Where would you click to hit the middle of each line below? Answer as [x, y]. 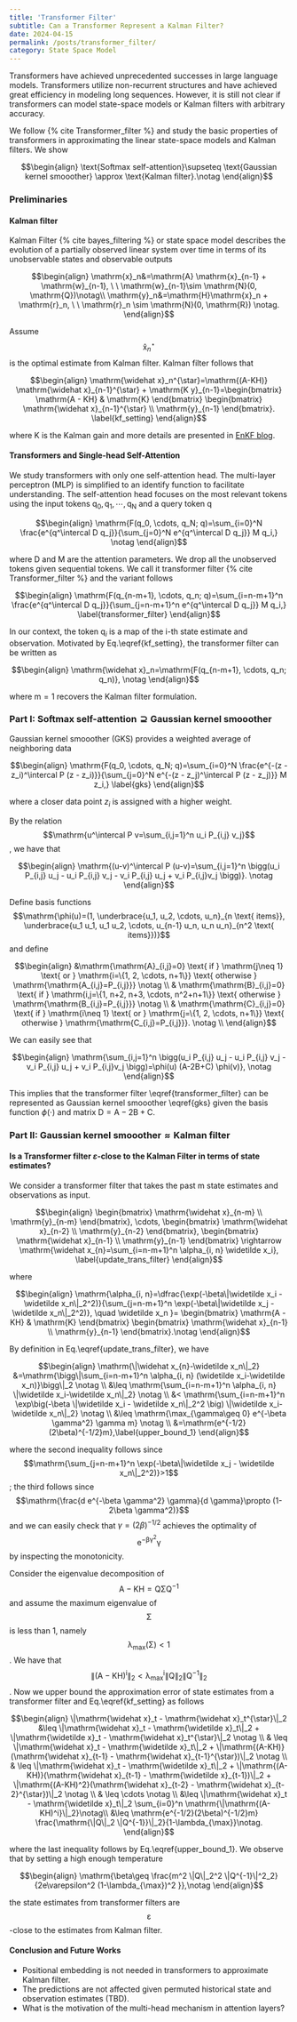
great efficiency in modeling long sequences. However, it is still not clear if [145, 95]
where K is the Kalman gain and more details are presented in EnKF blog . [142, 435]
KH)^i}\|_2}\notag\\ [74, 1813]
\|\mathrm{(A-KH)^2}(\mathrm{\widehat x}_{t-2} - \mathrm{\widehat [137, 1785]
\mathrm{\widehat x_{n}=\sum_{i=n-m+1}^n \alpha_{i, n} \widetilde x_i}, [149, 1249]
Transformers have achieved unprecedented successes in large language [144, 76]
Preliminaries [39, 199]
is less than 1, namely [48, 1630]
